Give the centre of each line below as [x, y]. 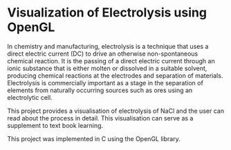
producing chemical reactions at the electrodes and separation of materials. [115, 75]
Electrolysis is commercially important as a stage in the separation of [105, 83]
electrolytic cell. [30, 97]
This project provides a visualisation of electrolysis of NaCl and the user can [116, 111]
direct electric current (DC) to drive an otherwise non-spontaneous [103, 54]
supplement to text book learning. [55, 125]
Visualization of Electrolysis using [107, 13]
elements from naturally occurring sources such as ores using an [100, 90]
